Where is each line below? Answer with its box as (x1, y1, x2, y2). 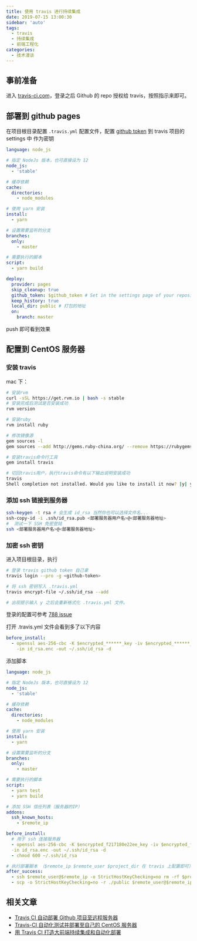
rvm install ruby (6, 422, 49, 428)
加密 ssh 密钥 (6, 541, 44, 549)
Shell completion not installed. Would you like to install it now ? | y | (6, 481, 188, 488)
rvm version (6, 406, 35, 412)
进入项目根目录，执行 (6, 556, 57, 563)
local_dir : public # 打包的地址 (11, 303, 86, 309)
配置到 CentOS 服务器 (6, 344, 85, 354)
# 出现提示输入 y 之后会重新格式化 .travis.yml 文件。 (6, 600, 128, 606)
